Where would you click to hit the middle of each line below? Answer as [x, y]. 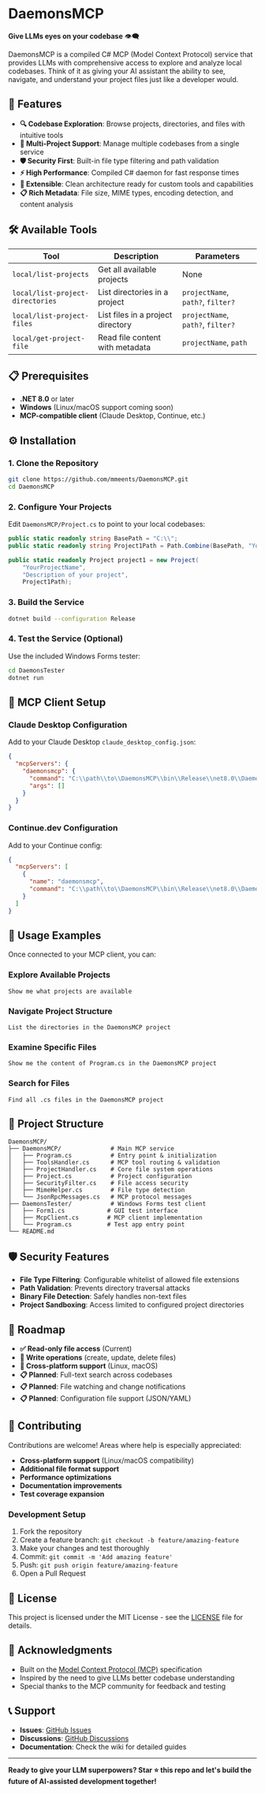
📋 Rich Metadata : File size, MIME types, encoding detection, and [127, 192]
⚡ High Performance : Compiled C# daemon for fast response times [129, 172]
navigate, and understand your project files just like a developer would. [123, 79]
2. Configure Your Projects [60, 507]
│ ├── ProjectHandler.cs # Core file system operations [111, 1169]
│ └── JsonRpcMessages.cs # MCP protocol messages [100, 1197]
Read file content [130, 338]
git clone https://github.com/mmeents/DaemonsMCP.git [99, 479]
